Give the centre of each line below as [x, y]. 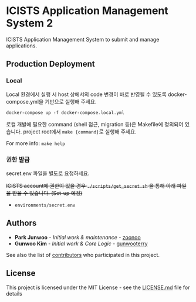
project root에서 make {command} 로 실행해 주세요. [80, 131]
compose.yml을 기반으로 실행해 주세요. [51, 101]
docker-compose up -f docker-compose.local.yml [65, 112]
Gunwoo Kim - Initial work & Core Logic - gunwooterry [81, 243]
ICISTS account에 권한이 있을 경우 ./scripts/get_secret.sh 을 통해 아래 [91, 186]
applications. [21, 46]
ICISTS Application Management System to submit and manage [83, 39]
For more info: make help [36, 143]
